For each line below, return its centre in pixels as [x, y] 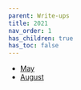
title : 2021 [28, 23]
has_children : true [41, 38]
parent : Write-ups [39, 16]
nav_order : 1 [30, 31]
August [32, 77]
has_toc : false [34, 46]
